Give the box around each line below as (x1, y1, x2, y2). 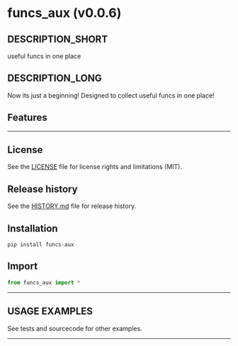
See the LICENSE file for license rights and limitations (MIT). (7, 163, 183, 171)
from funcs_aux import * (7, 279, 81, 286)
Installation (7, 222, 58, 234)
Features (7, 112, 47, 124)
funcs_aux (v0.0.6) (7, 5, 122, 21)
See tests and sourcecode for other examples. (7, 324, 143, 333)
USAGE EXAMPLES (7, 306, 93, 318)
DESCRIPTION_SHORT (7, 33, 108, 45)
